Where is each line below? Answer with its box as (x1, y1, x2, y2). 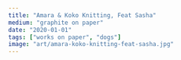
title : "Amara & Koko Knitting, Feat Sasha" (8, 11, 157, 19)
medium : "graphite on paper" (8, 19, 104, 26)
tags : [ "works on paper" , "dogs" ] (8, 33, 122, 41)
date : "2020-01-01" (8, 26, 72, 34)
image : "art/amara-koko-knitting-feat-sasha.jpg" (8, 41, 175, 48)
